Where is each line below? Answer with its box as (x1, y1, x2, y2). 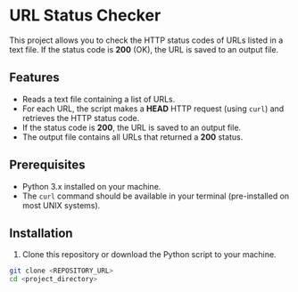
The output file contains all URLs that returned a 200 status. (21, 131, 244, 142)
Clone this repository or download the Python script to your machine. (21, 249, 277, 260)
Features (9, 70, 60, 85)
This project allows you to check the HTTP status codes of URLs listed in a (9, 35, 284, 45)
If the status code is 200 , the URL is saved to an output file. (21, 122, 242, 133)
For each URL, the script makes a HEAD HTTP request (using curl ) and (21, 103, 285, 114)
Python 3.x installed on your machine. (21, 181, 161, 191)
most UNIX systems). (21, 199, 101, 210)
